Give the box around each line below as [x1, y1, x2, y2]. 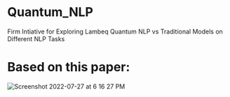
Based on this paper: [7, 59, 130, 75]
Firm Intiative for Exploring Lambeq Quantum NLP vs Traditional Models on [7, 27, 223, 36]
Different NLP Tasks [7, 34, 65, 43]
